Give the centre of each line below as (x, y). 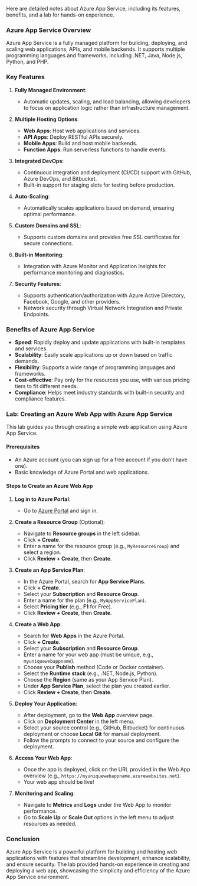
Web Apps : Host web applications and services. (82, 131)
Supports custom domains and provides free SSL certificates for (101, 237)
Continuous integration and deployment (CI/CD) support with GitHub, (107, 172)
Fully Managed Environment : (50, 90)
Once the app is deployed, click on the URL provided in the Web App (107, 769)
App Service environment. (38, 877)
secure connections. (48, 243)
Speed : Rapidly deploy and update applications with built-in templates (100, 342)
